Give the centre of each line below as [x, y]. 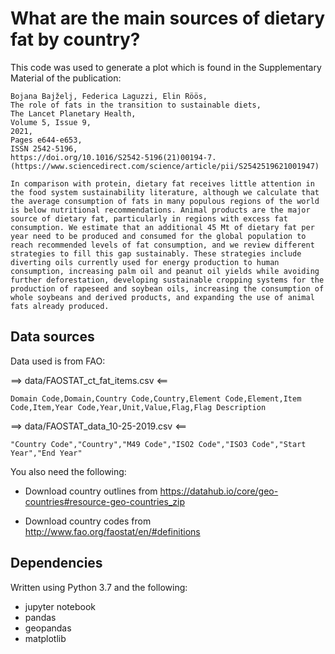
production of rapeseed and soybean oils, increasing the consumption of [167, 288]
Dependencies [56, 563]
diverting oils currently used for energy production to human [145, 262]
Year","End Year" [46, 453]
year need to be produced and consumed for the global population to [158, 236]
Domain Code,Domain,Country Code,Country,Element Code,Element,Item [156, 398]
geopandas [48, 628]
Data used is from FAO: [58, 361]
